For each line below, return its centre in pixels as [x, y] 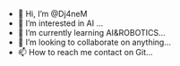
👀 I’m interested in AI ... [60, 23]
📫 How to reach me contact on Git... [86, 52]
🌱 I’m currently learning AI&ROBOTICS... [91, 33]
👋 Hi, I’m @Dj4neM [52, 14]
